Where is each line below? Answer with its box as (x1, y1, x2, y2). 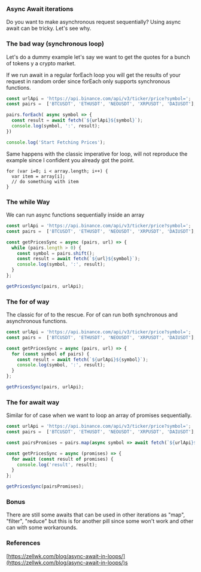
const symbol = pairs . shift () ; (17, 250, 95, 256)
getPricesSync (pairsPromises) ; (6, 483, 84, 489)
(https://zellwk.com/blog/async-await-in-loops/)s (6, 559, 128, 566)
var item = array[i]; (11, 173, 66, 179)
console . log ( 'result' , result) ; (17, 461, 98, 468)
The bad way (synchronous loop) (6, 39, 105, 48)
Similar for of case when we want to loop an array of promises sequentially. (6, 412, 192, 419)
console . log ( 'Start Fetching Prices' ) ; (6, 139, 106, 145)
